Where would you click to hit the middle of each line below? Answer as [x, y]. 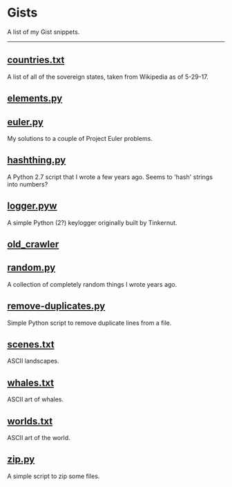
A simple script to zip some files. [54, 476]
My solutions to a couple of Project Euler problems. [80, 138]
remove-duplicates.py [56, 306]
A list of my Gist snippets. [43, 32]
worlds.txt [30, 421]
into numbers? [28, 184]
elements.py [35, 98]
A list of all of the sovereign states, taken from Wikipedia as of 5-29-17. [108, 77]
